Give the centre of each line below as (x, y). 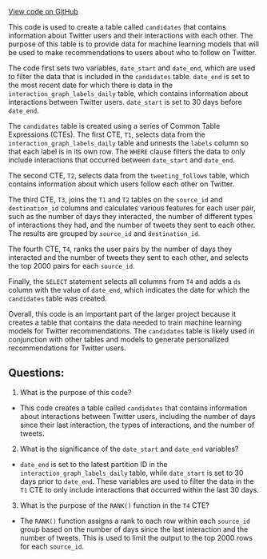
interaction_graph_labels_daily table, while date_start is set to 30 (132, 473)
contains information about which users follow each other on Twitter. (122, 184)
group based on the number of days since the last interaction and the (134, 529)
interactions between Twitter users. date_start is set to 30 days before (125, 102)
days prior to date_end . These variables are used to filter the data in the (137, 481)
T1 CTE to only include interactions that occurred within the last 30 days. (139, 489)
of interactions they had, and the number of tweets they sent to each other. (132, 225)
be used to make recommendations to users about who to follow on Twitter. (133, 52)
